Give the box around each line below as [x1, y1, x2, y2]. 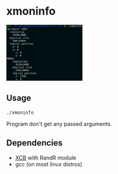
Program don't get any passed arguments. [6, 120, 113, 128]
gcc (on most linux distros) [15, 160, 83, 168]
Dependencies [6, 138, 63, 148]
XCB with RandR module [15, 154, 77, 161]
